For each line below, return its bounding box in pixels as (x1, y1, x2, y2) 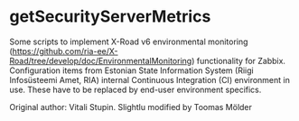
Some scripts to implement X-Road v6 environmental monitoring (9, 36, 248, 47)
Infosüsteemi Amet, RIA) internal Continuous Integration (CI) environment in (9, 74, 291, 85)
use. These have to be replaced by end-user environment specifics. (9, 84, 262, 95)
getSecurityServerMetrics (9, 6, 211, 27)
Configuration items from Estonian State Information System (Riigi (9, 65, 255, 76)
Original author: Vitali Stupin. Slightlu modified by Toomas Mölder (9, 101, 253, 112)
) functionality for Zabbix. (191, 55, 286, 66)
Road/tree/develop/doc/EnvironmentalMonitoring (9, 55, 192, 66)
